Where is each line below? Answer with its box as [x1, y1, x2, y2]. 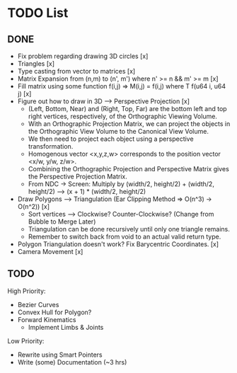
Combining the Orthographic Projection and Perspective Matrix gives [28, 165, 230, 173]
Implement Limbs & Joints [28, 323, 104, 331]
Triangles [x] [17, 59, 55, 68]
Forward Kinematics [17, 315, 76, 323]
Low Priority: [7, 336, 45, 345]
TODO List [7, 5, 69, 21]
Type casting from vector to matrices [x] [17, 67, 136, 75]
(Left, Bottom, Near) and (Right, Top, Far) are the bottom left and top [28, 105, 228, 113]
